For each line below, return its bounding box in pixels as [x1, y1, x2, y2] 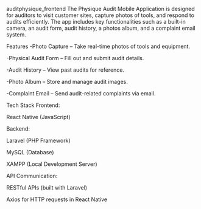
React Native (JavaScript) [6, 114, 71, 120]
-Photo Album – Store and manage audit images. [6, 78, 128, 85]
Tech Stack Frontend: [6, 101, 60, 109]
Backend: [6, 125, 30, 132]
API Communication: [6, 173, 58, 179]
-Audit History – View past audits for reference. [6, 66, 125, 74]
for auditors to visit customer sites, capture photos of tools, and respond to [6, 12, 195, 19]
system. [6, 31, 26, 38]
